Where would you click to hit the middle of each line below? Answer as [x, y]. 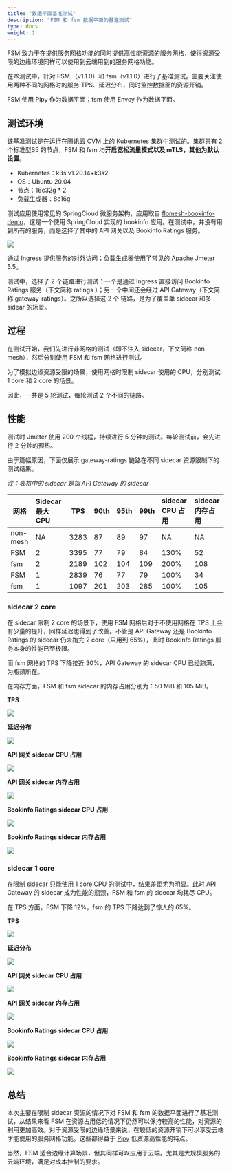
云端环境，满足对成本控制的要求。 [55, 1162]
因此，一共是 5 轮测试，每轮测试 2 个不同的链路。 [77, 395]
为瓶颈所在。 [25, 671]
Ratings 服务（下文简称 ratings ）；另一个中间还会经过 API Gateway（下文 [111, 290]
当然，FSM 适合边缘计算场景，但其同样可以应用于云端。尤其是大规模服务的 [114, 1153]
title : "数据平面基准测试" [42, 13]
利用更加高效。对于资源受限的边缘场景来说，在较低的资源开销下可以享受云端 [115, 1130]
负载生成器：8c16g [44, 199]
